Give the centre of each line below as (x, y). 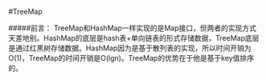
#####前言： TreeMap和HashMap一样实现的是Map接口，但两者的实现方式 (133, 28)
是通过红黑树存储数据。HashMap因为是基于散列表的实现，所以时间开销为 (130, 48)
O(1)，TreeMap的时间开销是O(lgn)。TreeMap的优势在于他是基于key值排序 (131, 58)
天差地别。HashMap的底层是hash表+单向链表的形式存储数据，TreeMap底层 (134, 38)
